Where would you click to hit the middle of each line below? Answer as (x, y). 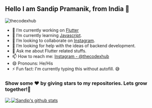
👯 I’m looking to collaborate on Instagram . (53, 40)
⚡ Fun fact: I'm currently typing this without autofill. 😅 (66, 69)
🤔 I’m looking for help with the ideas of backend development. (74, 45)
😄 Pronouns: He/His (32, 63)
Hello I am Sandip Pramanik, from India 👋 (67, 9)
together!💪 (18, 89)
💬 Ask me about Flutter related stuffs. (49, 51)
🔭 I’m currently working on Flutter (45, 30)
